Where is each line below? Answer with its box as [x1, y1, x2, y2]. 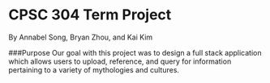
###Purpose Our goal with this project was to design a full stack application [8, 48, 262, 57]
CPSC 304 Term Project [8, 6, 172, 24]
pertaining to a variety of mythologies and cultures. [8, 64, 180, 74]
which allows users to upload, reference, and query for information [8, 56, 232, 66]
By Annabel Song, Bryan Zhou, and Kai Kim [8, 32, 153, 42]
